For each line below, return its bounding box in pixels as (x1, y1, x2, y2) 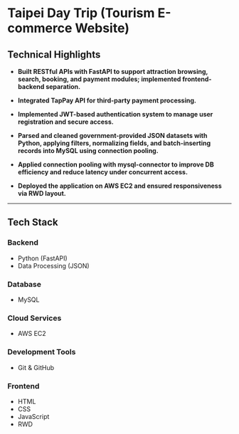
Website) (74, 20, 130, 36)
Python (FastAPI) (17, 254, 68, 263)
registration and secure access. (17, 117, 114, 126)
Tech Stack (7, 216, 58, 228)
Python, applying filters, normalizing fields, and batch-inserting (17, 139, 211, 147)
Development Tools (7, 347, 76, 357)
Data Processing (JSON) (17, 261, 90, 270)
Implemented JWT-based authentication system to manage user (17, 110, 213, 118)
